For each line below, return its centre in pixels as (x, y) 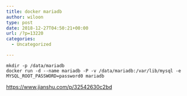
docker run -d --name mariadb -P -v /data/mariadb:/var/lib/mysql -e (94, 71)
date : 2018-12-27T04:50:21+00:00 (47, 28)
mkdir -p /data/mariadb (36, 65)
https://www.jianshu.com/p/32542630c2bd (59, 87)
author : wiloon (25, 17)
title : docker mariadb (34, 11)
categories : (21, 39)
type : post (20, 22)
